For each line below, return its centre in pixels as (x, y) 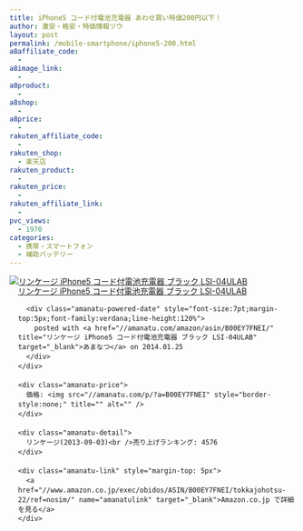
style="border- (243, 395)
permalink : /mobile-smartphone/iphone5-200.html (103, 43)
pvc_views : (30, 220)
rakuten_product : (42, 170)
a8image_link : (36, 69)
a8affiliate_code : (44, 52)
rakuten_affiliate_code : (56, 136)
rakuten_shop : (36, 153)
